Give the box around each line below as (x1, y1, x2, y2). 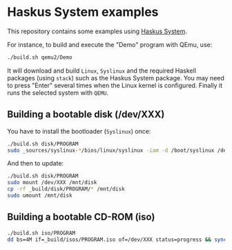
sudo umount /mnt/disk (7, 192, 72, 199)
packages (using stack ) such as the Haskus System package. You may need (7, 73, 224, 82)
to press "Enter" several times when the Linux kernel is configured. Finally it (7, 81, 223, 89)
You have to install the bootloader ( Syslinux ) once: (7, 127, 151, 135)
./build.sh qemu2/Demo (7, 53, 72, 61)
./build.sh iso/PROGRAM (7, 229, 76, 236)
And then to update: (7, 159, 64, 168)
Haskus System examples (7, 4, 159, 20)
